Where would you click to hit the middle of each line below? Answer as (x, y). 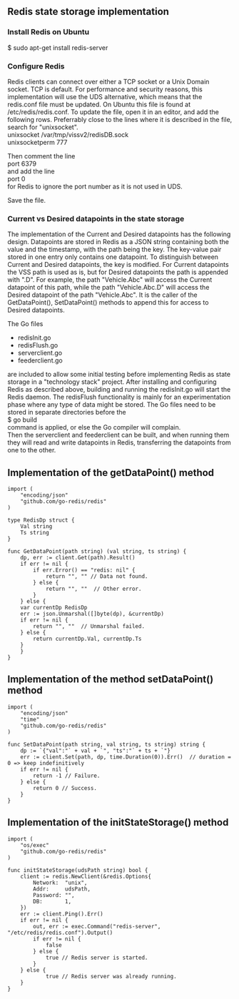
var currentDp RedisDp (54, 608)
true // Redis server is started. (97, 958)
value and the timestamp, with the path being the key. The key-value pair (115, 250)
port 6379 (22, 163)
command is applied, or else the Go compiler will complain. (94, 427)
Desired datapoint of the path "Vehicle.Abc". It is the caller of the (102, 295)
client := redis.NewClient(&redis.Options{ (86, 876)
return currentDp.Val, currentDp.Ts (87, 639)
